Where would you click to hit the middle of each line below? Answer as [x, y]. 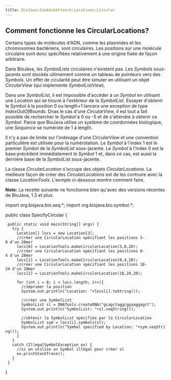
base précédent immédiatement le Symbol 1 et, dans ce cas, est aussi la [81, 154]
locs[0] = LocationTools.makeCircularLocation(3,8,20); [77, 247]
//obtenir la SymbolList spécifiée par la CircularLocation [87, 318]
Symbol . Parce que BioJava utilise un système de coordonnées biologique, [84, 122]
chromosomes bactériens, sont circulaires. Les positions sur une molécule [83, 48]
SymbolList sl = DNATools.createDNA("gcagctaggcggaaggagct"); [89, 305]
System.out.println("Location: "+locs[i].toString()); [81, 291]
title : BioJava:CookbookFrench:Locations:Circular [60, 10]
